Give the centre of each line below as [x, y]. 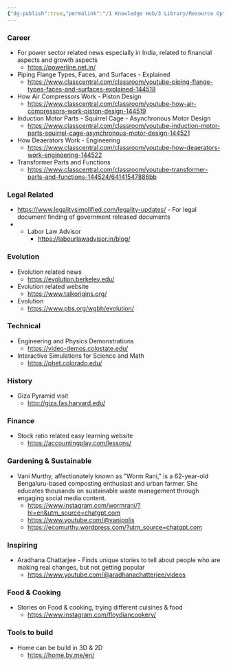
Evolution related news [49, 272]
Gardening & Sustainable [49, 461]
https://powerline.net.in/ [62, 67]
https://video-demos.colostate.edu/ [78, 348]
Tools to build [30, 632]
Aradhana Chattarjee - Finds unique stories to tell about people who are [119, 560]
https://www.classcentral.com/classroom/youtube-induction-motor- [124, 125]
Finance [21, 421]
